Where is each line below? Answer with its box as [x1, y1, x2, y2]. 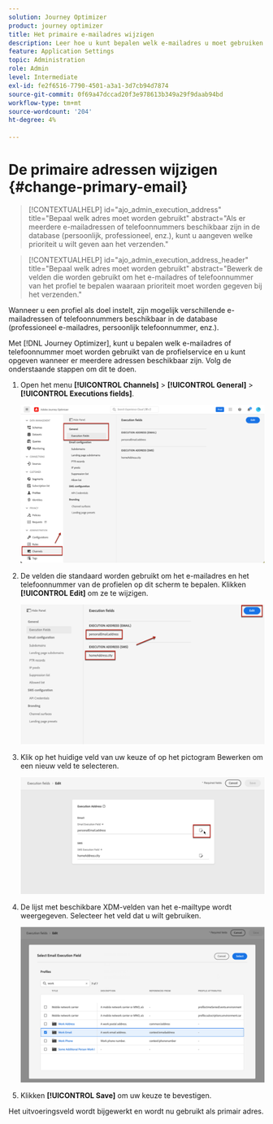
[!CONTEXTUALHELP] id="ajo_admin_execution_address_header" [28, 254, 249, 264]
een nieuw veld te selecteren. [19, 761, 119, 771]
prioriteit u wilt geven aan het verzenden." [28, 239, 169, 249]
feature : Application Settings [8, 47, 115, 56]
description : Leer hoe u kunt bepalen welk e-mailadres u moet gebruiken [8, 39, 264, 47]
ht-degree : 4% [8, 116, 57, 124]
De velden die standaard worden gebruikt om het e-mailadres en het [19, 571, 249, 580]
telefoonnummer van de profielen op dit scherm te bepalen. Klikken [19, 579, 246, 589]
